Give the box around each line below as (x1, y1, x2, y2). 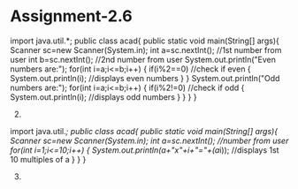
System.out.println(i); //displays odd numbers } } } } (10, 91, 197, 102)
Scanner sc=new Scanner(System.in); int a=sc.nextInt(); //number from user (10, 135, 289, 146)
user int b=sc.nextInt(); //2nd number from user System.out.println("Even (10, 54, 277, 64)
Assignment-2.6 (10, 6, 133, 26)
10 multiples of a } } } (10, 154, 87, 164)
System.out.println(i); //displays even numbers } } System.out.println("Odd (10, 72, 280, 83)
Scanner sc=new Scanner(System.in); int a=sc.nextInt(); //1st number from (10, 44, 282, 55)
